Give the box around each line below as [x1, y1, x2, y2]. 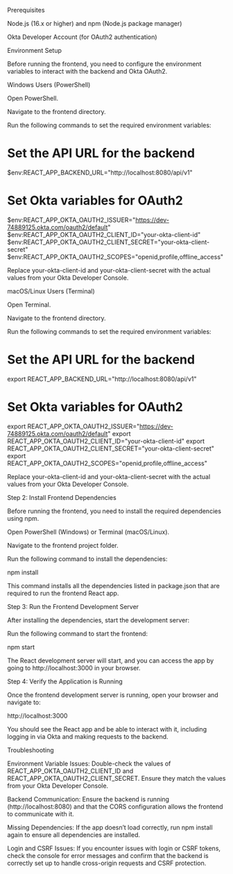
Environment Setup [7, 47, 62, 54]
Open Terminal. [7, 300, 51, 309]
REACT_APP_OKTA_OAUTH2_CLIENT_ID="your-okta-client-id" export [7, 437, 205, 445]
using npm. [7, 514, 40, 522]
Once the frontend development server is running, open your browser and [7, 690, 218, 699]
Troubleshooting [7, 745, 54, 754]
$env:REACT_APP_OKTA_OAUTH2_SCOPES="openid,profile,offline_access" [7, 252, 224, 261]
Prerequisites [7, 6, 45, 14]
